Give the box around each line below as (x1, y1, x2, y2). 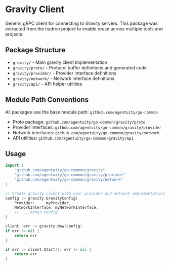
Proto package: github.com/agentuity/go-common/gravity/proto (12, 119, 146, 125)
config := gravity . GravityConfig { (5, 196, 78, 201)
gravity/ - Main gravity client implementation (12, 59, 108, 65)
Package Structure (5, 46, 66, 54)
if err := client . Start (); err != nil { (5, 247, 92, 252)
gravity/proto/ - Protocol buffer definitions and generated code (12, 64, 147, 70)
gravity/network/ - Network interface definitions (12, 75, 115, 82)
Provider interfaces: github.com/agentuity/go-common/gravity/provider (12, 124, 162, 130)
